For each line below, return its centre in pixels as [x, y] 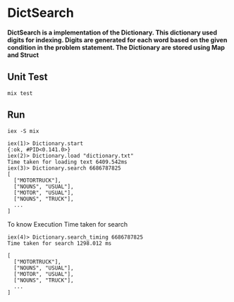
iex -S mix [23, 131]
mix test [20, 93]
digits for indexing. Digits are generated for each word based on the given [117, 39]
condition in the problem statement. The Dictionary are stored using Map [116, 47]
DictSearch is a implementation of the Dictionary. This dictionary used [112, 32]
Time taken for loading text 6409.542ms [68, 162]
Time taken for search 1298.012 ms [60, 243]
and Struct [23, 55]
